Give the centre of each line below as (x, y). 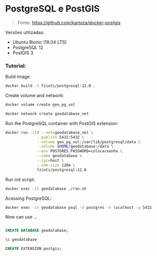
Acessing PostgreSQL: (28, 198)
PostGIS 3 (23, 53)
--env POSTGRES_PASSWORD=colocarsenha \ (80, 151)
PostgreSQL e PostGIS (52, 9)
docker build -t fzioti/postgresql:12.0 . (50, 86)
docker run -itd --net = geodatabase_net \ (49, 133)
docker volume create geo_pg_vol (40, 105)
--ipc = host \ (51, 161)
